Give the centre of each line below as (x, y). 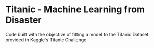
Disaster (23, 20)
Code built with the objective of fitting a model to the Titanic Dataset (77, 34)
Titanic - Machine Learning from (75, 9)
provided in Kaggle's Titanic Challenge (46, 40)
